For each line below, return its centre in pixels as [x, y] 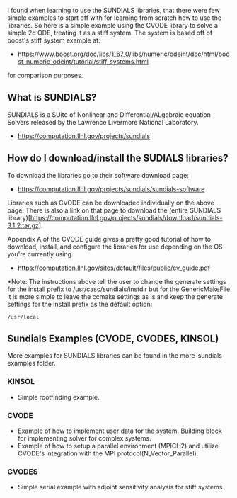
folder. [46, 363]
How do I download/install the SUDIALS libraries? [118, 158]
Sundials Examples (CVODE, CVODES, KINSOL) [113, 339]
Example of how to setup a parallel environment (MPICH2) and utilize [118, 446]
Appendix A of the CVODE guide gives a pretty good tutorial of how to [109, 239]
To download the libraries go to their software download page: [98, 175]
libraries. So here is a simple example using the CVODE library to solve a [112, 25]
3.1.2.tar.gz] [24, 225]
